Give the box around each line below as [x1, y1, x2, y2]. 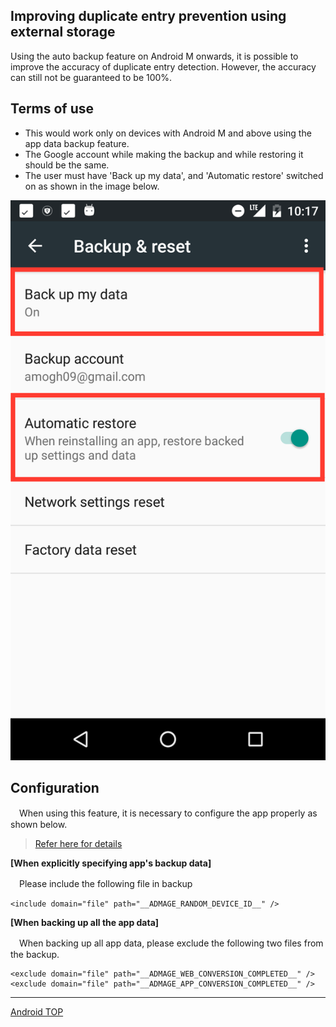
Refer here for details [34, 838, 123, 850]
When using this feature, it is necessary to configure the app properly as [18, 807, 318, 819]
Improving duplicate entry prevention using [10, 8, 287, 25]
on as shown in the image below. [24, 180, 160, 192]
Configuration [10, 780, 100, 797]
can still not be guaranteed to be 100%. [10, 71, 173, 83]
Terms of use [10, 100, 95, 118]
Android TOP [10, 1006, 64, 1018]
